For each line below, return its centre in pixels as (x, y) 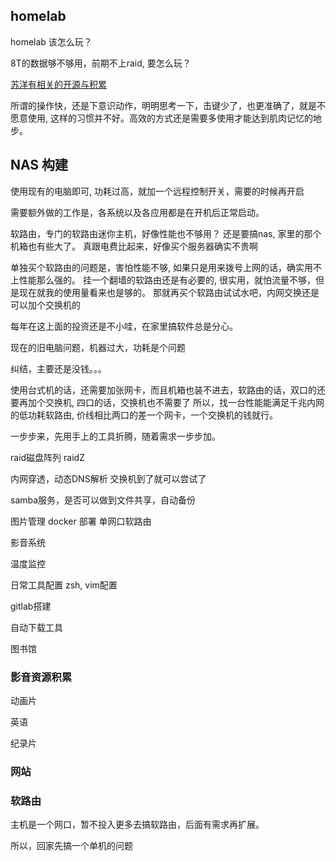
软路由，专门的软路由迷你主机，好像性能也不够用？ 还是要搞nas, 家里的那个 (166, 233)
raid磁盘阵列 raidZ (47, 457)
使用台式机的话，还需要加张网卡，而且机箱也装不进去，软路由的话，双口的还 (168, 390)
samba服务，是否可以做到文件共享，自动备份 (103, 500)
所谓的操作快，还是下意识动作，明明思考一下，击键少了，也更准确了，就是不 (168, 105)
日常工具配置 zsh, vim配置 (64, 585)
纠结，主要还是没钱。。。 (58, 368)
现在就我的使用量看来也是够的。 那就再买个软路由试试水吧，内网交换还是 (169, 292)
